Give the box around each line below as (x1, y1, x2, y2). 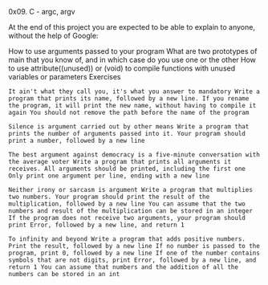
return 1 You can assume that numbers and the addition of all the (8, 263, 239, 271)
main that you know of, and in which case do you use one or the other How (8, 55, 257, 64)
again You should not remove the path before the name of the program (8, 108, 250, 116)
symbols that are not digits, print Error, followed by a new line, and (8, 256, 257, 264)
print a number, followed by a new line (8, 136, 146, 145)
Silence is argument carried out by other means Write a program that (8, 123, 250, 131)
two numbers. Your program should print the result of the (8, 193, 210, 201)
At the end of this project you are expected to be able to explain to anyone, (8, 22, 255, 31)
